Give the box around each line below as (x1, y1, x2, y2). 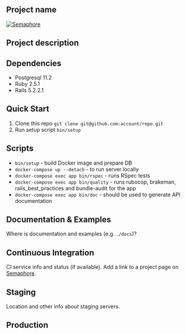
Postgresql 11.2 (14, 74, 52, 81)
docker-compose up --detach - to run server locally (14, 165, 139, 172)
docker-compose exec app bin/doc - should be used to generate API (14, 191, 181, 198)
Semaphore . (6, 270, 36, 277)
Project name (6, 5, 57, 15)
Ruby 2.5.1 (14, 81, 41, 88)
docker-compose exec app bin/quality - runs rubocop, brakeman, (14, 178, 176, 185)
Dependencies (6, 58, 61, 68)
